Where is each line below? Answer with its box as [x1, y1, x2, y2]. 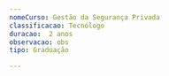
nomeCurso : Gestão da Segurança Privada [9, 12, 161, 22]
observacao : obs [9, 37, 69, 47]
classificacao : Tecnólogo [9, 21, 104, 30]
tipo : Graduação [9, 46, 69, 55]
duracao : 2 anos [9, 29, 73, 38]
